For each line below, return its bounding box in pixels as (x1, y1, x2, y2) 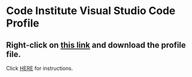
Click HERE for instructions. (6, 65, 73, 72)
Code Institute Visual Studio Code (6, 4, 175, 18)
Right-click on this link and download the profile (6, 40, 186, 50)
